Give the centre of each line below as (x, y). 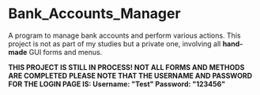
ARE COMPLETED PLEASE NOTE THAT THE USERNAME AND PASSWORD (130, 75)
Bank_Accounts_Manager (94, 14)
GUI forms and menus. (66, 52)
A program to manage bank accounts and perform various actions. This (124, 35)
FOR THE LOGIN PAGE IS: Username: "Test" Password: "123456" (117, 84)
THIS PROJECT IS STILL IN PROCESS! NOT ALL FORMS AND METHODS (126, 67)
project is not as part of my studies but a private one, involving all (115, 43)
